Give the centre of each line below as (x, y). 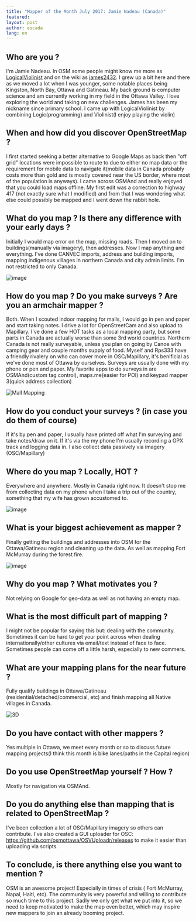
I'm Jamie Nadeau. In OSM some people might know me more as (84, 71)
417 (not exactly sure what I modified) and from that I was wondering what (96, 193)
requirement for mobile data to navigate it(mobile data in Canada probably (95, 169)
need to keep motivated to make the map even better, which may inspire (93, 906)
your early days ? (38, 227)
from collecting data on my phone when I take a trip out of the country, (91, 492)
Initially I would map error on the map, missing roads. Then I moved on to (94, 241)
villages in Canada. (29, 704)
